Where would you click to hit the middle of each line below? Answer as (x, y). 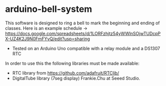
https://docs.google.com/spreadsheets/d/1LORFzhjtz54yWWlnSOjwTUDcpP (83, 33)
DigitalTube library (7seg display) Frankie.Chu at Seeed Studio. (76, 78)
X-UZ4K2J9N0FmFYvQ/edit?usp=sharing (48, 39)
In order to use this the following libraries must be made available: (72, 63)
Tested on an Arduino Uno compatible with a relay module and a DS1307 (86, 48)
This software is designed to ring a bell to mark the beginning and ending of (83, 23)
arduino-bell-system (49, 9)
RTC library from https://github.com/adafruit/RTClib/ (66, 73)
